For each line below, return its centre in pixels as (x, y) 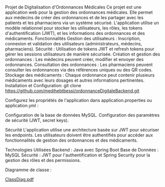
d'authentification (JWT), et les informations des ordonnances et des (75, 33)
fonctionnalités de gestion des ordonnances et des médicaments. (71, 140)
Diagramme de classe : (28, 170)
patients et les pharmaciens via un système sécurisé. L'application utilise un (82, 23)
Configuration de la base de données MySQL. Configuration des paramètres (82, 115)
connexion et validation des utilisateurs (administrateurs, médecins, (74, 44)
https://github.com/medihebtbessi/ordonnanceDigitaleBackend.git (72, 91)
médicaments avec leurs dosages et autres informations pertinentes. (75, 80)
